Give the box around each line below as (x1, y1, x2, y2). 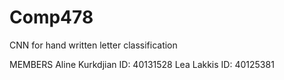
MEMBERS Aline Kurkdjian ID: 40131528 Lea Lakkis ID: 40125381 (9, 58, 275, 70)
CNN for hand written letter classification (9, 39, 178, 51)
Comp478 (9, 6, 94, 29)
